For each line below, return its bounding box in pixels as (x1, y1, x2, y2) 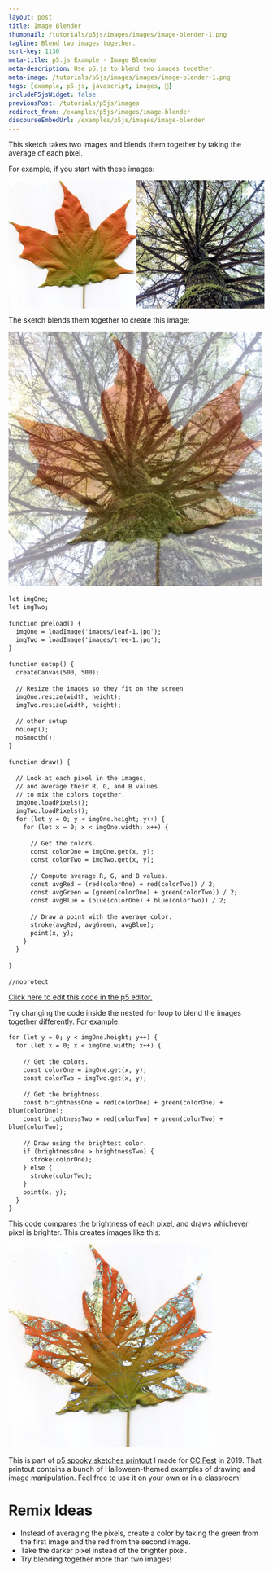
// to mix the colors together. (15, 791, 126, 799)
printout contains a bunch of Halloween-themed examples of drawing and (8, 1464, 256, 1474)
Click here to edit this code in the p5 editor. (8, 992, 153, 1002)
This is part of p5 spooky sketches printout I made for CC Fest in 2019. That (8, 1456, 262, 1465)
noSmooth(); (15, 734, 57, 742)
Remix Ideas (8, 1501, 93, 1520)
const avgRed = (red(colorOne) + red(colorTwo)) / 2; (29, 880, 217, 889)
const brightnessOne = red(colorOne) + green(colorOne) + (23, 1099, 223, 1107)
